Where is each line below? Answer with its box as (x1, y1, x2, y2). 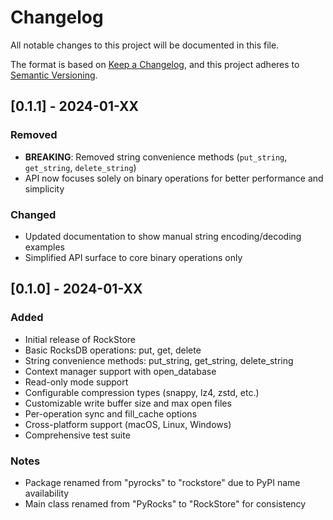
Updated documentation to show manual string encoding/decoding (24, 230, 302, 242)
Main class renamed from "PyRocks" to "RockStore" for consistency (24, 497, 307, 510)
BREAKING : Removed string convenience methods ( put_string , (24, 151, 288, 163)
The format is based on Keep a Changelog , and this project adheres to (10, 58, 300, 70)
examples (24, 241, 65, 253)
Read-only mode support (24, 376, 129, 388)
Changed (10, 207, 57, 221)
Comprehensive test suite (24, 429, 131, 441)
